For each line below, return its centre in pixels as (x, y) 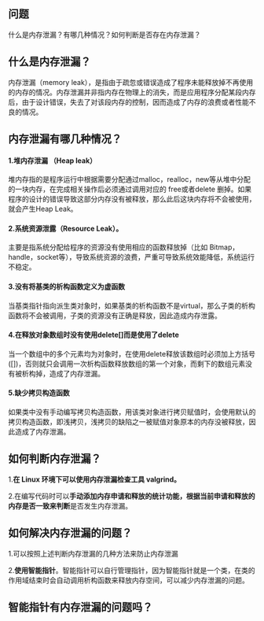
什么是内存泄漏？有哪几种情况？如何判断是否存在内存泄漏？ (104, 35)
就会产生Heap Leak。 (43, 209)
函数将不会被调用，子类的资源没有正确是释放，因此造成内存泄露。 (115, 315)
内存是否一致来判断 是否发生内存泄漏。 (70, 505)
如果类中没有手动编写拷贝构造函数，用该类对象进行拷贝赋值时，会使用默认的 (132, 412)
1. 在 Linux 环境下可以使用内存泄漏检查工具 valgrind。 (95, 479)
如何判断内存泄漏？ (55, 459)
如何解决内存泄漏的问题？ (70, 533)
